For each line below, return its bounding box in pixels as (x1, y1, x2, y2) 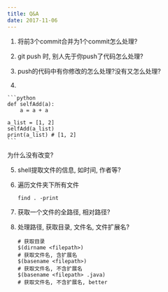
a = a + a (20, 107, 49, 114)
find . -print (17, 194, 59, 201)
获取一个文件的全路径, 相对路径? (17, 208, 111, 216)
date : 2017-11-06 (7, 17, 58, 24)
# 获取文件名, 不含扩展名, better (17, 279, 108, 286)
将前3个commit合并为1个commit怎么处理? (17, 36, 138, 46)
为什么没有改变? (7, 150, 54, 159)
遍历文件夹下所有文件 (17, 180, 79, 189)
